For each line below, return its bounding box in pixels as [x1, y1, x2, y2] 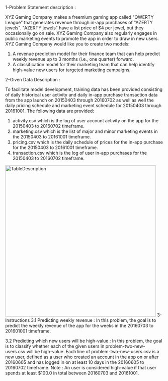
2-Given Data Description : [5, 77, 60, 82]
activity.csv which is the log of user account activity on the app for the [12, 118, 159, 123]
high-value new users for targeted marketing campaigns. [12, 67, 131, 73]
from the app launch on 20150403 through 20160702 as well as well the [5, 97, 154, 103]
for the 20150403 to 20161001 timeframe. [12, 145, 98, 151]
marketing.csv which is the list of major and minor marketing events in [12, 128, 158, 134]
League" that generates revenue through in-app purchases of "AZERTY [5, 20, 153, 25]
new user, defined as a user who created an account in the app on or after [5, 354, 159, 360]
